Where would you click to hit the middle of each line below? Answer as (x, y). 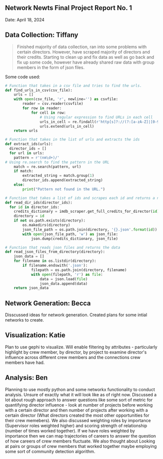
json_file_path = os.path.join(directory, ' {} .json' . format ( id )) (90, 229)
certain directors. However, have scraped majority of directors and (83, 52)
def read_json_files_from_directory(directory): (55, 252)
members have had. (25, 362)
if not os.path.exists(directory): (50, 221)
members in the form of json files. (51, 67)
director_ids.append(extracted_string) (63, 180)
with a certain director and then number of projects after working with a (76, 410)
